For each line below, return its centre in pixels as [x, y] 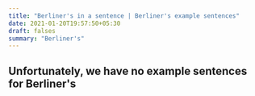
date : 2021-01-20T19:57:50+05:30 [65, 23]
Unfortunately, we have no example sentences [128, 71]
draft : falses [32, 31]
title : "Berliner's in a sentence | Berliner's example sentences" [124, 16]
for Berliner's [42, 83]
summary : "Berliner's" [46, 38]
